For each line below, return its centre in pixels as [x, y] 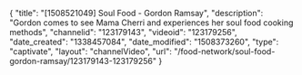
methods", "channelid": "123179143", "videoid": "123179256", [124, 32]
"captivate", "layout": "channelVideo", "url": [91, 52]
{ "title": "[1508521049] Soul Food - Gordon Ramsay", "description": [136, 13]
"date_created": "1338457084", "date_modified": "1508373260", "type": [144, 42]
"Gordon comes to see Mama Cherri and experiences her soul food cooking [151, 23]
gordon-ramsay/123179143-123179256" [83, 61]
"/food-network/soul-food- [225, 52]
